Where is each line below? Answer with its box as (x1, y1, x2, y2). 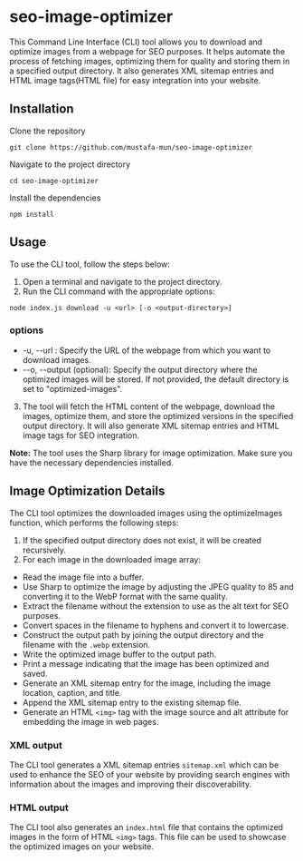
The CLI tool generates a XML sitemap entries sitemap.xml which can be (9, 759, 279, 770)
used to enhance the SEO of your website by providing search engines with (9, 768, 290, 779)
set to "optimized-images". (22, 383, 123, 394)
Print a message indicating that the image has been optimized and (22, 658, 270, 669)
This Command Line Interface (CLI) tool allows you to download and (9, 36, 263, 47)
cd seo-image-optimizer (9, 176, 99, 185)
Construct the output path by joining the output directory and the (22, 629, 264, 641)
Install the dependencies (9, 192, 101, 203)
